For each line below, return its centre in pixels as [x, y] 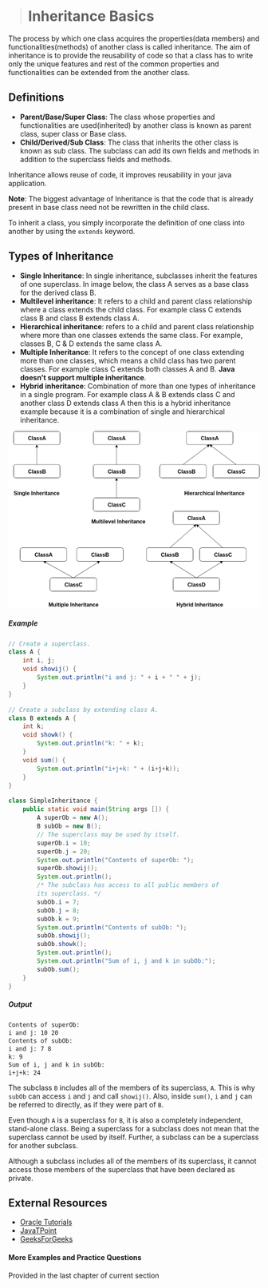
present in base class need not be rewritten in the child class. [109, 207]
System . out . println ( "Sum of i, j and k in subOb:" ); [126, 961]
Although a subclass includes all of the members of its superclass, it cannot [132, 1161]
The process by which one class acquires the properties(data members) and [134, 38]
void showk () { [48, 735]
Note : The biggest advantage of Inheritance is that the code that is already [131, 198]
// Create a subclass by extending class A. [83, 710]
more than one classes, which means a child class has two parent [128, 360]
